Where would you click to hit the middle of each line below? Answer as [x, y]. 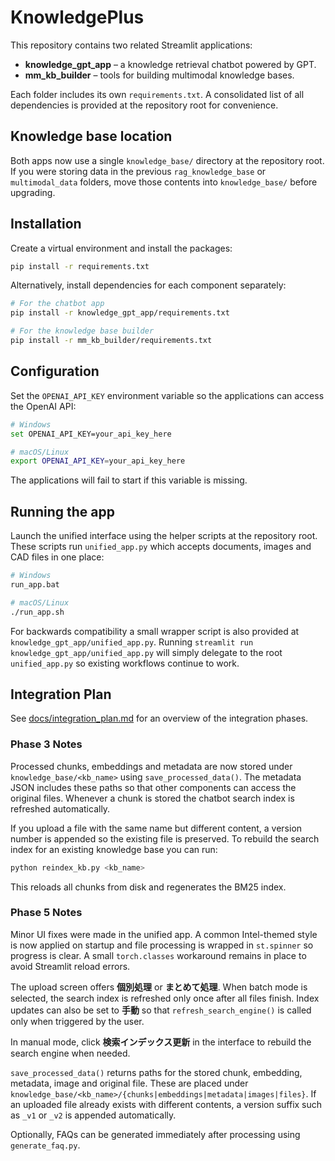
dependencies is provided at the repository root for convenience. [144, 105]
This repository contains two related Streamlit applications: [131, 45]
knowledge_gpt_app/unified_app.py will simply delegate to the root [146, 652]
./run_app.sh [37, 612]
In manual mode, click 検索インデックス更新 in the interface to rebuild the [161, 1042]
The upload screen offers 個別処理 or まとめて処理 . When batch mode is [159, 987]
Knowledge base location [91, 136]
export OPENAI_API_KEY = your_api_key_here [98, 461]
